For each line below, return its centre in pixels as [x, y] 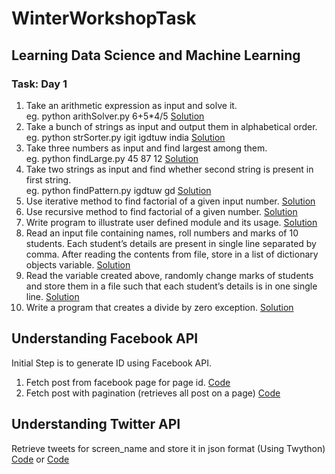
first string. [48, 179]
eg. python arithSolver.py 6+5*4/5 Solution [115, 116]
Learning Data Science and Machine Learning [156, 55]
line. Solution [52, 296]
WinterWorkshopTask [104, 18]
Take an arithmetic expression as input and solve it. [131, 105]
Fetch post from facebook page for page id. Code [128, 382]
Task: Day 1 [39, 84]
